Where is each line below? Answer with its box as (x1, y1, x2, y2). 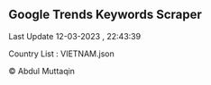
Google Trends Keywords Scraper (8, 7, 202, 22)
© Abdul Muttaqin (8, 65, 76, 76)
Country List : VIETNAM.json (8, 48, 115, 59)
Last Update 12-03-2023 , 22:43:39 (8, 30, 142, 41)
